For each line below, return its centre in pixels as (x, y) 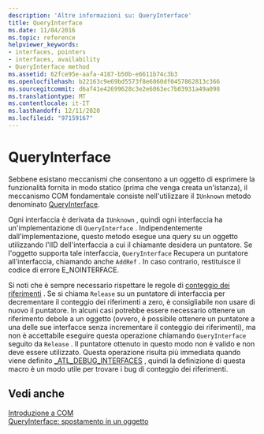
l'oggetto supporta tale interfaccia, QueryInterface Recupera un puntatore (128, 253)
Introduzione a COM (41, 413)
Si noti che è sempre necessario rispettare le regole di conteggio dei (119, 285)
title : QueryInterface (45, 23)
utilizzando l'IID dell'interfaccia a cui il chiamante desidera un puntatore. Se (130, 245)
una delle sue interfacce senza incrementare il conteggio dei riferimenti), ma (132, 327)
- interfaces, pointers (47, 52)
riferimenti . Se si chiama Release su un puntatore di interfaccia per (117, 294)
